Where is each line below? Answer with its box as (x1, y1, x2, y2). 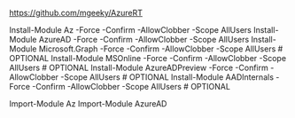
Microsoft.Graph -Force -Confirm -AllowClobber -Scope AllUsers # (38, 43, 283, 54)
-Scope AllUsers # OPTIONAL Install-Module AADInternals (60, 72, 275, 83)
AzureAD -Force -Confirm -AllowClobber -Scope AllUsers (38, 35, 250, 44)
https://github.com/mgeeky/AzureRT (9, 8, 144, 18)
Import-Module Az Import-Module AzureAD (9, 98, 167, 109)
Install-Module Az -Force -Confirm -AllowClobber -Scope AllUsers (9, 25, 252, 35)
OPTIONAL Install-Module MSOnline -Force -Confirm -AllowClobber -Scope (9, 53, 286, 63)
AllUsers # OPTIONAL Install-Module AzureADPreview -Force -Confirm (9, 62, 268, 73)
